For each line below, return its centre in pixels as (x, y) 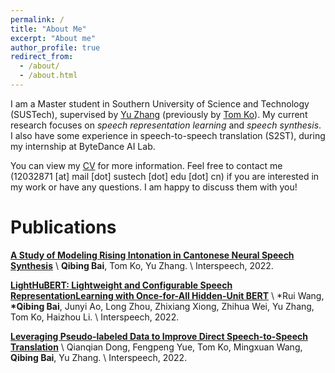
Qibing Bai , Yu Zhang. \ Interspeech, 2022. (99, 357)
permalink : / (37, 19)
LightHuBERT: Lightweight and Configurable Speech (121, 285)
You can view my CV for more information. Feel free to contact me (146, 165)
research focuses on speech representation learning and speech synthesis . (166, 125)
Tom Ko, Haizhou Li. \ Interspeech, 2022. (95, 317)
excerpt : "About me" (53, 38)
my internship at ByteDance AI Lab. (83, 146)
